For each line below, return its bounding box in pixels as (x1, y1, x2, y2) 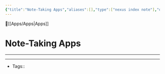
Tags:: (12, 63, 25, 69)
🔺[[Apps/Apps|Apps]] (5, 21, 49, 26)
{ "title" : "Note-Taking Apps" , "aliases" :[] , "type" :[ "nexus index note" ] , (5, 7, 157, 12)
